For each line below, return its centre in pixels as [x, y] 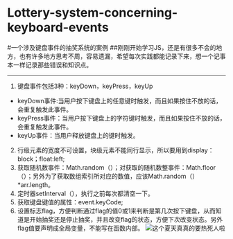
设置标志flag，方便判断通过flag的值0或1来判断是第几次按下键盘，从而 [116, 211]
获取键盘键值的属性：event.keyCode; [70, 202]
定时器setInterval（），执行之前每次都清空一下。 [86, 193]
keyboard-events [58, 27]
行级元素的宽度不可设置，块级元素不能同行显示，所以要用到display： [115, 150]
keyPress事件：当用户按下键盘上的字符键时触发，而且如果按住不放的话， [121, 118]
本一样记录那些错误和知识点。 [50, 64]
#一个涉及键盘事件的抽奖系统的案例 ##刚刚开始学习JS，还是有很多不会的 [112, 47]
